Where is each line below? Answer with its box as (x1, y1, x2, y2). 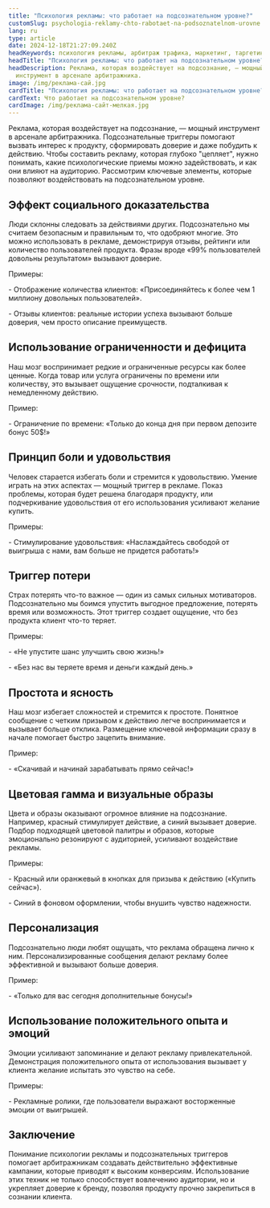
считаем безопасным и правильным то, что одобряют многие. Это (8, 227, 239, 237)
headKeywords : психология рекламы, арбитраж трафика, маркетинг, (8, 49, 231, 57)
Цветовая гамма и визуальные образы (8, 787, 214, 801)
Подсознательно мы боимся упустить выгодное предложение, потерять (8, 599, 259, 608)
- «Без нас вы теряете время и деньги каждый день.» (8, 662, 194, 672)
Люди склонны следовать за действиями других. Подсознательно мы (8, 219, 250, 229)
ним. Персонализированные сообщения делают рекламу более (8, 951, 229, 960)
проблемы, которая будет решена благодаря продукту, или (8, 489, 214, 498)
